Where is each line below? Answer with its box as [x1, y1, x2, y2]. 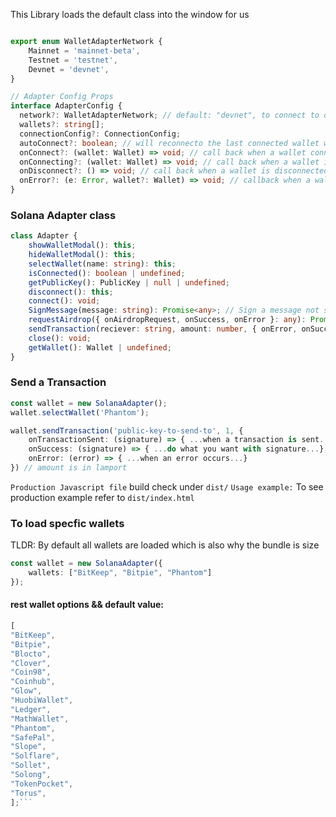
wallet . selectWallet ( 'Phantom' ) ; [10, 407, 150, 418]
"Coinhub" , [10, 677, 56, 687]
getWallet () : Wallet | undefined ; [28, 342, 172, 353]
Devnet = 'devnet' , [28, 64, 110, 74]
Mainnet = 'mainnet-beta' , [28, 45, 141, 56]
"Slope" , [10, 742, 47, 752]
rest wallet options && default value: [10, 599, 164, 611]
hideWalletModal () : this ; [28, 250, 137, 260]
